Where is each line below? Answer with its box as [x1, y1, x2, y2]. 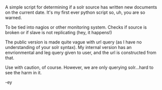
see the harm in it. [5, 70, 42, 76]
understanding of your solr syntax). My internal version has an [5, 45, 132, 50]
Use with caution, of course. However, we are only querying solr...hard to [5, 64, 154, 70]
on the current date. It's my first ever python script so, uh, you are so [5, 9, 146, 15]
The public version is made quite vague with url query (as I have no [5, 39, 142, 45]
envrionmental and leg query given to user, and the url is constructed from [5, 49, 157, 55]
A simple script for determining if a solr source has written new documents [5, 4, 157, 10]
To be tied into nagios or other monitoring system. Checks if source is [5, 24, 147, 30]
